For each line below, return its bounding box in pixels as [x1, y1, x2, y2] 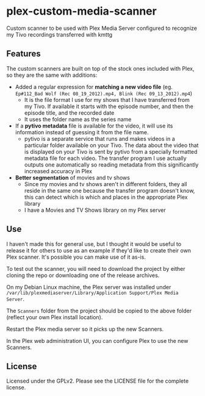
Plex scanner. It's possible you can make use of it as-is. [6, 253, 146, 261]
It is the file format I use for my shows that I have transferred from [24, 96, 190, 103]
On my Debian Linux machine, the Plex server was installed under [6, 283, 171, 290]
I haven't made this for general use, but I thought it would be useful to [6, 240, 182, 248]
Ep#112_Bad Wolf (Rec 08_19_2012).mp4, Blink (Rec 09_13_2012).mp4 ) [15, 90, 193, 97]
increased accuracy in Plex [24, 167, 93, 175]
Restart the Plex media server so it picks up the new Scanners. [6, 325, 164, 333]
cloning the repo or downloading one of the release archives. [6, 272, 160, 279]
